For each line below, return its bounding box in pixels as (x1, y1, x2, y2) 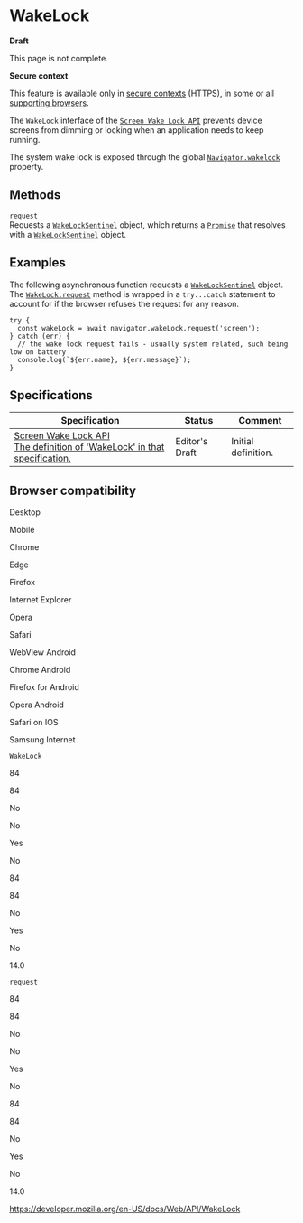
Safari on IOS (9, 717, 59, 728)
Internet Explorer (9, 594, 72, 605)
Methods (9, 187, 61, 203)
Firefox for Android (9, 682, 79, 693)
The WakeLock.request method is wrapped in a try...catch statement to (9, 288, 276, 299)
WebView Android (9, 647, 77, 658)
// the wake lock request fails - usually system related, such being (17, 340, 289, 349)
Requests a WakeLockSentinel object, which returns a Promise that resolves (9, 219, 286, 230)
